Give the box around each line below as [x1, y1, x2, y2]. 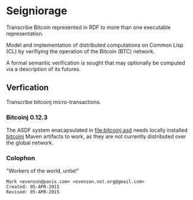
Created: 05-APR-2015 [6, 184, 60, 190]
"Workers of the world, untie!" [6, 167, 80, 175]
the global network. [6, 139, 54, 146]
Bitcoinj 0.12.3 [6, 113, 48, 121]
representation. [6, 30, 43, 37]
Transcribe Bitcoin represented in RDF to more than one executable [6, 24, 171, 31]
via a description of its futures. [6, 65, 81, 72]
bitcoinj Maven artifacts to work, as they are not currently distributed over [6, 133, 186, 140]
